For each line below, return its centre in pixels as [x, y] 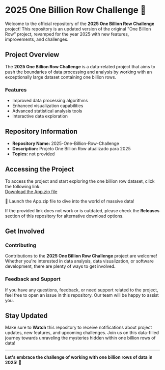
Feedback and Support [33, 279]
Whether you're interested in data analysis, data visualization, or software [80, 261]
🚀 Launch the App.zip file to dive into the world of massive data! [70, 201]
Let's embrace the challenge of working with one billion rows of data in [79, 357]
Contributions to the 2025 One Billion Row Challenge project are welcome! [81, 256]
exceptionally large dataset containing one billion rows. [61, 77]
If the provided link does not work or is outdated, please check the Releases [82, 210]
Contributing [21, 245]
